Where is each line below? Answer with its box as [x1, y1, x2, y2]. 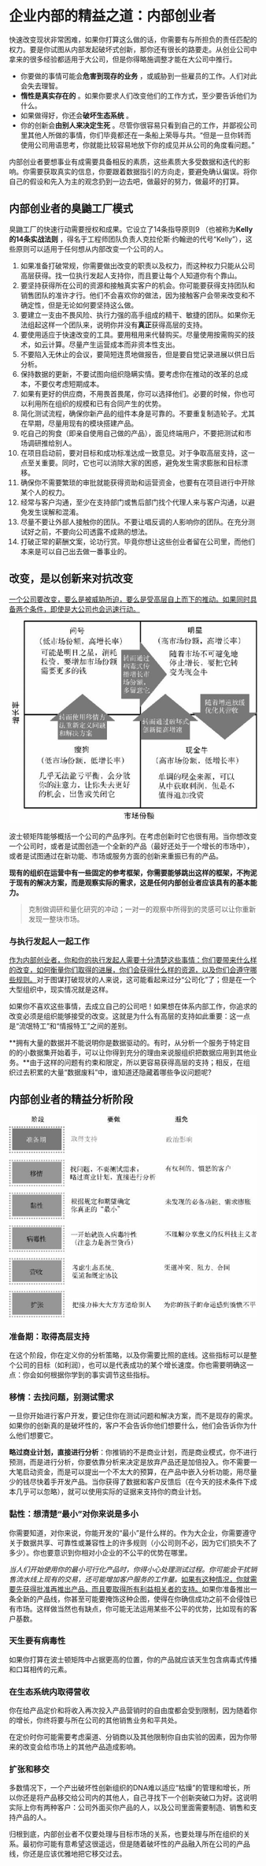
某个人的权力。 [20, 487, 69, 497]
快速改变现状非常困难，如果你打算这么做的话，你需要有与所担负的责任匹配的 [9, 35, 257, 44]
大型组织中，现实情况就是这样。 [9, 985, 113, 994]
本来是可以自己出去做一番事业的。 [20, 546, 131, 556]
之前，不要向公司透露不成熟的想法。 [34, 527, 152, 536]
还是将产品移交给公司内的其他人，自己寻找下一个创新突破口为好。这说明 [22, 1793, 257, 1802]
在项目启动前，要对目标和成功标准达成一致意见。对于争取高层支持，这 [20, 448, 249, 457]
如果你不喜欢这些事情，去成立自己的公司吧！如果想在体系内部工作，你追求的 [9, 1001, 257, 1011]
